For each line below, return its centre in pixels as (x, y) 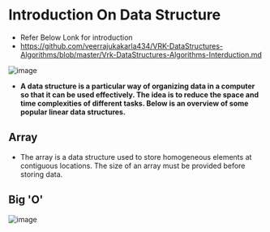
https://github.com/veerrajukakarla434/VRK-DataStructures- (122, 45)
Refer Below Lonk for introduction (76, 37)
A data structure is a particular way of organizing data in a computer (137, 86)
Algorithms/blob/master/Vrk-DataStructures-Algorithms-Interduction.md (141, 54)
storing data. (41, 174)
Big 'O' (26, 200)
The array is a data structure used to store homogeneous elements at (136, 157)
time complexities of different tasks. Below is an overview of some (134, 103)
